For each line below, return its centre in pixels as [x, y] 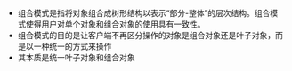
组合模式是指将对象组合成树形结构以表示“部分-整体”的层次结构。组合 [144, 13]
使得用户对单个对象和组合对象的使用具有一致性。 [115, 24]
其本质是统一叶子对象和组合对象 [76, 57]
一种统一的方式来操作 [73, 46]
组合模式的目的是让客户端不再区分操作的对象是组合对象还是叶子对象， [146, 35]
